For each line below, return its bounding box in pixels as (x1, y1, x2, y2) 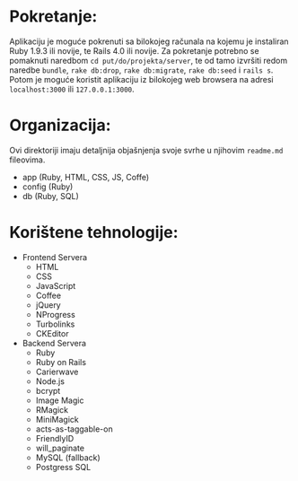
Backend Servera (22, 337, 87, 348)
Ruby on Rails (35, 356, 87, 367)
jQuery (35, 299, 61, 310)
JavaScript (35, 280, 76, 291)
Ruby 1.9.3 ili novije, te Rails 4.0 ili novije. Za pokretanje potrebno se (9, 45, 259, 56)
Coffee (35, 290, 61, 301)
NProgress (35, 309, 76, 319)
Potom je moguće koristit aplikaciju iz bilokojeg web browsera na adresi (9, 74, 274, 84)
